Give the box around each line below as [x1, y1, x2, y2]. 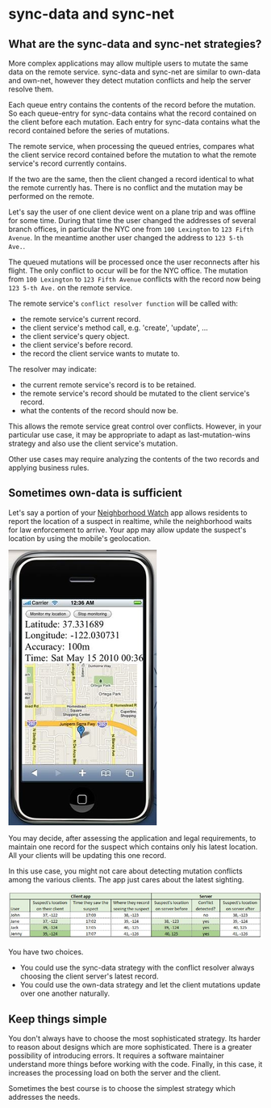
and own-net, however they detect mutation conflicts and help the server [8, 76, 252, 85]
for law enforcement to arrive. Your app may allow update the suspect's [8, 525, 247, 535]
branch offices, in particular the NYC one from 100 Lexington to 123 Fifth [8, 224, 254, 234]
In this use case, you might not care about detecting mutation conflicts [8, 866, 244, 876]
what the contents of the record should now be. [19, 406, 179, 415]
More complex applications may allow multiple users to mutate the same [8, 58, 248, 68]
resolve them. [8, 84, 54, 94]
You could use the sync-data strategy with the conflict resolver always [19, 963, 255, 973]
